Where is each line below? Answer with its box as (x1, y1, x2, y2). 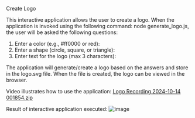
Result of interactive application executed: (6, 106, 108, 112)
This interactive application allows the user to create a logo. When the (6, 16, 175, 23)
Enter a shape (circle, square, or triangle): (14, 46, 115, 53)
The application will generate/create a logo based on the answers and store (6, 64, 189, 71)
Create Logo (6, 5, 36, 12)
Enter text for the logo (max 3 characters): (14, 53, 117, 59)
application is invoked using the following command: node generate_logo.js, (6, 23, 189, 29)
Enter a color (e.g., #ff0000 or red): (14, 41, 100, 47)
